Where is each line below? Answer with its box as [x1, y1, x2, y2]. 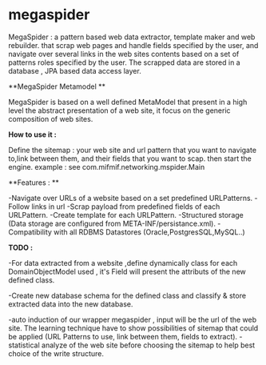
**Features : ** [8, 178, 60, 187]
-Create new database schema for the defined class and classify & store [8, 291, 246, 300]
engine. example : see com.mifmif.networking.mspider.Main [8, 162, 205, 171]
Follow [8, 202, 30, 211]
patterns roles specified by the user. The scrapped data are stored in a [8, 58, 241, 67]
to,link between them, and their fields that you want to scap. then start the [8, 154, 252, 163]
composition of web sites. [8, 114, 93, 123]
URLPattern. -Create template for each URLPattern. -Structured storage [8, 210, 244, 219]
